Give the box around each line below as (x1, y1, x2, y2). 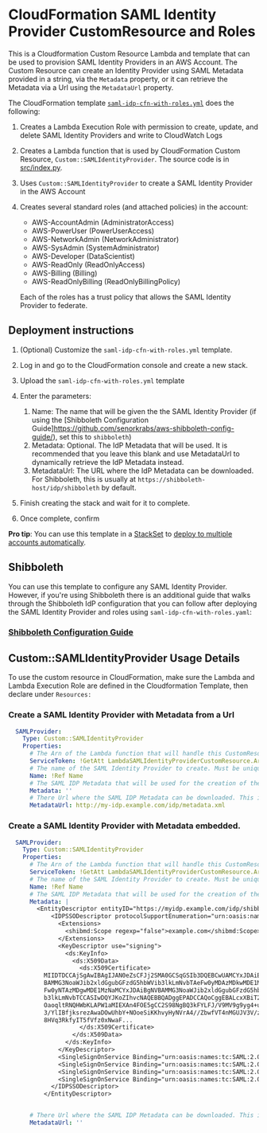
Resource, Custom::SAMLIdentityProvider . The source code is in (19, 154, 230, 164)
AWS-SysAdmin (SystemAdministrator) (31, 243, 161, 252)
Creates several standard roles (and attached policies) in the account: (19, 201, 249, 212)
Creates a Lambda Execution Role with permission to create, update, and (19, 122, 258, 131)
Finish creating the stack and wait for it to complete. (19, 498, 191, 507)
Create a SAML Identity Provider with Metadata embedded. (8, 820, 241, 831)
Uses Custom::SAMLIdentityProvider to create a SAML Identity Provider (19, 178, 253, 188)
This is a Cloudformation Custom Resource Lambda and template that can (8, 49, 250, 58)
